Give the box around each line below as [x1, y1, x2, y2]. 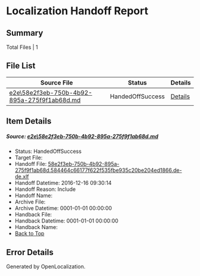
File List [6, 61, 36, 71]
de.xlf [14, 173, 29, 180]
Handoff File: [14, 161, 47, 168]
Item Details [6, 116, 52, 126]
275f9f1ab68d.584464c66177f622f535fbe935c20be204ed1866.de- [14, 167, 182, 174]
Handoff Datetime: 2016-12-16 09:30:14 [14, 180, 112, 187]
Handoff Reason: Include [14, 186, 76, 193]
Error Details [6, 247, 54, 257]
